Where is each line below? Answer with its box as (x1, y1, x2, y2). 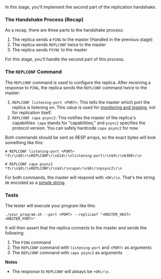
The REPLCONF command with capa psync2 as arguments (12, 249, 122, 255)
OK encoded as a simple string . (5, 180, 66, 185)
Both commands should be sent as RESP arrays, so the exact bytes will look (5, 134, 156, 140)
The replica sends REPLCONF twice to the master (12, 42, 106, 48)
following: (5, 230, 25, 236)
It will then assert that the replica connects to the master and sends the (5, 225, 147, 230)
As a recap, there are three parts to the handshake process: (5, 27, 124, 33)
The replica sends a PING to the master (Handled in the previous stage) (12, 36, 153, 43)
